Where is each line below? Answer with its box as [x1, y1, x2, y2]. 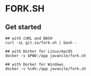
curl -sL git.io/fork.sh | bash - [5, 40, 77, 45]
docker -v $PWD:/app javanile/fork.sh [5, 53, 86, 58]
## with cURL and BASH [5, 36, 52, 41]
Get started [5, 23, 41, 31]
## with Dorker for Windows [5, 62, 64, 67]
